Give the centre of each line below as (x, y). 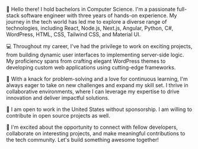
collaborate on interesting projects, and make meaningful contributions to (96, 133)
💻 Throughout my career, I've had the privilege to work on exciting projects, (99, 46)
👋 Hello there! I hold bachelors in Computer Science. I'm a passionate (91, 9)
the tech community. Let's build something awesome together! (82, 140)
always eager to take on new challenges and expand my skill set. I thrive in (97, 85)
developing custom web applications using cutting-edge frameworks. (91, 67)
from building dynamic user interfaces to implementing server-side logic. (95, 55)
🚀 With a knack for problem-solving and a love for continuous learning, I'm (97, 79)
